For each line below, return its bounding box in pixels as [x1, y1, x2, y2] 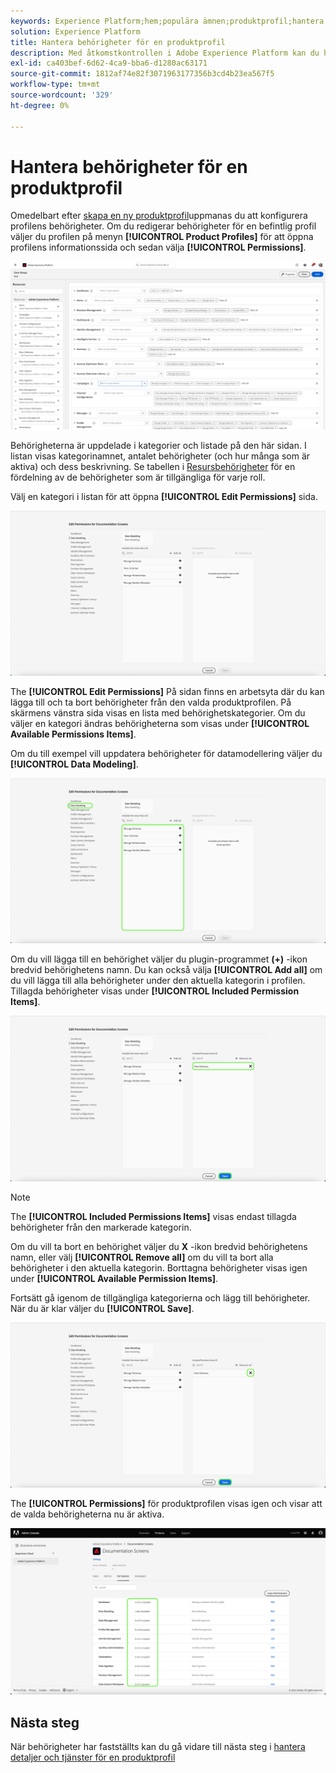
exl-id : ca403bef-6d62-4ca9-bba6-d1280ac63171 [10, 58, 208, 69]
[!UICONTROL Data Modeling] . [10, 758, 139, 770]
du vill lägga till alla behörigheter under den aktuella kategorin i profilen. [10, 975, 306, 987]
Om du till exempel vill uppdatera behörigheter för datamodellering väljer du [10, 747, 323, 759]
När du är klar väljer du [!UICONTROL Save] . [10, 1302, 195, 1314]
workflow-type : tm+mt [10, 80, 101, 90]
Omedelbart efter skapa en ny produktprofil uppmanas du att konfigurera [10, 210, 308, 222]
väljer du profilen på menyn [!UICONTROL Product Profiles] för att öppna [10, 231, 314, 243]
